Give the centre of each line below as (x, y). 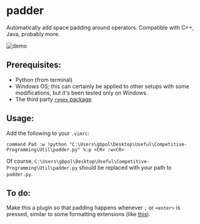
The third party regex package (53, 99)
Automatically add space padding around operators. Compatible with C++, (100, 27)
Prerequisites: (34, 65)
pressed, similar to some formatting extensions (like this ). (79, 214)
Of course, (20, 161)
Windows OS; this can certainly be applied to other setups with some (102, 86)
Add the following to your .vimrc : (48, 133)
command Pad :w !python (37, 144)
